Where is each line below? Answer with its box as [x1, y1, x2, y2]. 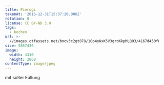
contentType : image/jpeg [5, 61, 56, 66]
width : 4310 [9, 52, 34, 57]
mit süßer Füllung [5, 75, 40, 81]
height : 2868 [9, 57, 36, 62]
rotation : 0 [5, 16, 29, 21]
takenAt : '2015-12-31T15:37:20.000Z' [5, 12, 82, 17]
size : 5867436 [5, 43, 34, 48]
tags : [5, 25, 16, 30]
